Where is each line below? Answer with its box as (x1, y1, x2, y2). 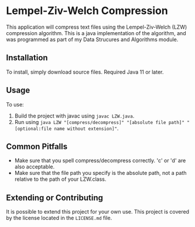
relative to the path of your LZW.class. (14, 176, 107, 183)
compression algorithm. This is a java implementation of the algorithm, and (6, 29, 186, 36)
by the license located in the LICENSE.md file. (6, 215, 112, 222)
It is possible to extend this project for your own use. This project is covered (6, 208, 189, 215)
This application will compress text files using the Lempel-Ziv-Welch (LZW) (6, 23, 187, 30)
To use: (6, 101, 25, 108)
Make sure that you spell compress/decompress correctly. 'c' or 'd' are (14, 157, 186, 164)
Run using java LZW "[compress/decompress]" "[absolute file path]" (14, 118, 184, 125)
